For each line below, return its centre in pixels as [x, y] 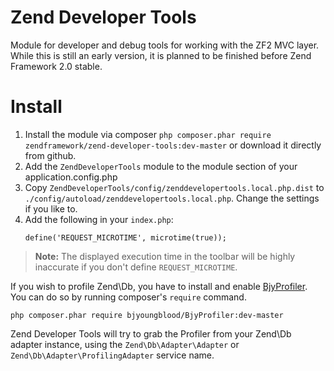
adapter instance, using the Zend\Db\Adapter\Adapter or [125, 344]
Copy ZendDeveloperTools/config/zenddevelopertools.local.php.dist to [174, 187]
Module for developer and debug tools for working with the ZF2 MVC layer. [165, 45]
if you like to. [51, 208]
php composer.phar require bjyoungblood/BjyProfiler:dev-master [147, 315]
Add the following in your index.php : [99, 219]
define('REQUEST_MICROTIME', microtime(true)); [125, 237]
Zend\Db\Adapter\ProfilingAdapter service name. [112, 355]
